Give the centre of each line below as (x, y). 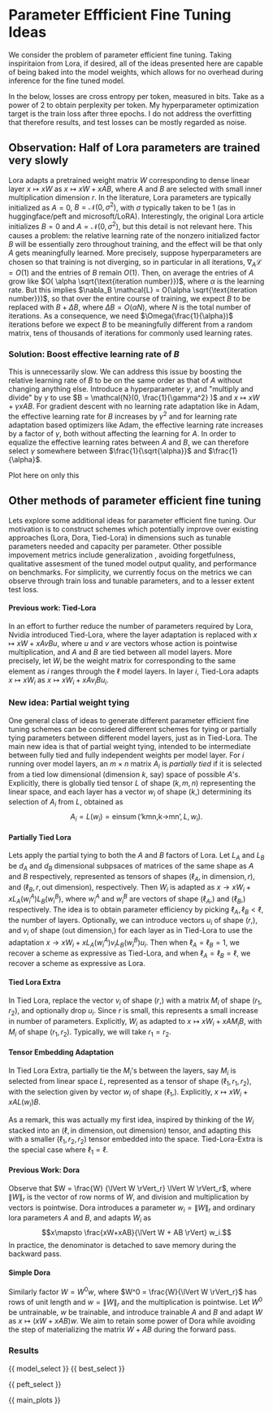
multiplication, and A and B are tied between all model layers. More (120, 652)
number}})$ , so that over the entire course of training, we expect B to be (130, 298)
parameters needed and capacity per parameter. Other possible (115, 546)
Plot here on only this (44, 475)
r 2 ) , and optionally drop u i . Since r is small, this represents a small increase (133, 1012)
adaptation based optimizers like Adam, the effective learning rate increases (136, 425)
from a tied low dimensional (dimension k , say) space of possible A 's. (125, 774)
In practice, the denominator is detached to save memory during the (123, 1246)
